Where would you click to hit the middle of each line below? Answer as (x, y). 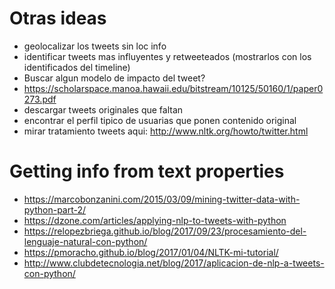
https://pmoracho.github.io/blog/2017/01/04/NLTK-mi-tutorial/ (151, 252)
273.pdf (40, 99)
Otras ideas (58, 18)
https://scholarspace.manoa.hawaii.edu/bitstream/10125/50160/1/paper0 (173, 88)
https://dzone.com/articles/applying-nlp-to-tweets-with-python (155, 220)
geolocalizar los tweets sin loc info (95, 46)
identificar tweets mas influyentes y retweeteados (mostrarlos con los (167, 56)
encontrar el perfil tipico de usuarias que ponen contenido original (160, 120)
